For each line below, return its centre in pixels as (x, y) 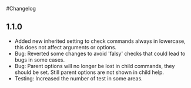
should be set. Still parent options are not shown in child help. (89, 72)
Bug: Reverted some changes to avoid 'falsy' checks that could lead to (100, 53)
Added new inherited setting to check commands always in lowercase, (100, 41)
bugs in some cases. (40, 60)
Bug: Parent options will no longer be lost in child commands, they (95, 66)
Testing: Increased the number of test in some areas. (78, 78)
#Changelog (21, 9)
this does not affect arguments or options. (65, 47)
